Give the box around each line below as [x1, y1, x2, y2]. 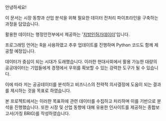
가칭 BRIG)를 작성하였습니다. [14, 111, 70, 116]
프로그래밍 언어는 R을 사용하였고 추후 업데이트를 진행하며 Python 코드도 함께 [5, 42, 154, 48]
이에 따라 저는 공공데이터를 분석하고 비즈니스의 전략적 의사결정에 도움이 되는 [5, 81, 152, 87]
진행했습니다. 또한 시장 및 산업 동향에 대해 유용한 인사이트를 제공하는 [14, 104, 147, 110]
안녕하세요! [5, 4, 27, 10]
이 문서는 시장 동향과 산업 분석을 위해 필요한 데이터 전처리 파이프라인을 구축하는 [5, 15, 159, 21]
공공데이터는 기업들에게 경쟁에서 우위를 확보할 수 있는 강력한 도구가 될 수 [5, 65, 145, 71]
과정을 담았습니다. [5, 21, 40, 27]
